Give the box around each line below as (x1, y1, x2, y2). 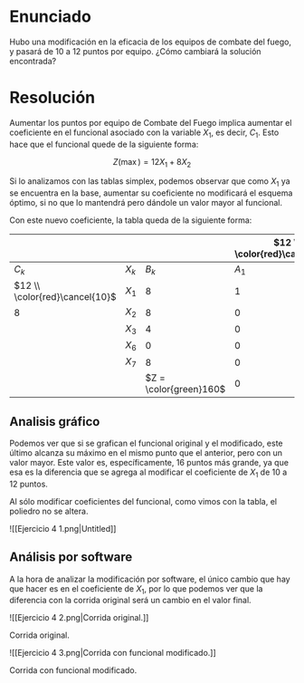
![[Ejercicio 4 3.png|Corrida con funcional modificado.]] (9, 648, 217, 659)
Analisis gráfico (9, 414, 100, 429)
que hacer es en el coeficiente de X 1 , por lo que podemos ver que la (9, 582, 263, 596)
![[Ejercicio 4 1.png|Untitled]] (9, 523, 117, 534)
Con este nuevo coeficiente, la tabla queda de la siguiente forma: (9, 215, 252, 226)
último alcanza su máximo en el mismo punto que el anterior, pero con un (9, 447, 283, 458)
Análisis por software (9, 550, 133, 565)
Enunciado (9, 6, 92, 27)
